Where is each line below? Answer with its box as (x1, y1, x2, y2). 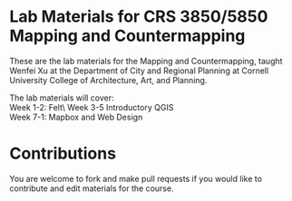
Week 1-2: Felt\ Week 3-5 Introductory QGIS (9, 101, 174, 112)
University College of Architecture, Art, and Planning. (9, 74, 208, 85)
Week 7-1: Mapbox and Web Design (9, 111, 143, 122)
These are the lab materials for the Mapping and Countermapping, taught (9, 55, 283, 66)
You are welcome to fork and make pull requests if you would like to (9, 173, 263, 184)
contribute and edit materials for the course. (9, 183, 174, 194)
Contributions (9, 143, 116, 164)
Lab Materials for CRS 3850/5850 (9, 6, 268, 27)
